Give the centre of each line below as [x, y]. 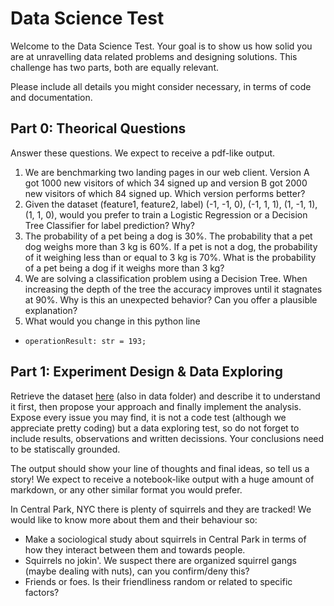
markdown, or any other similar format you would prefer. [126, 489]
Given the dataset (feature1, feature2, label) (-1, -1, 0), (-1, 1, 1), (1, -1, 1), [171, 204]
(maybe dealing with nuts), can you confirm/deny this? [137, 571]
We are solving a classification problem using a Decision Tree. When [166, 278]
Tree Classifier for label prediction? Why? [109, 225]
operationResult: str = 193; [85, 341]
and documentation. [51, 97]
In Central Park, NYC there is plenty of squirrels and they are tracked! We [161, 509]
